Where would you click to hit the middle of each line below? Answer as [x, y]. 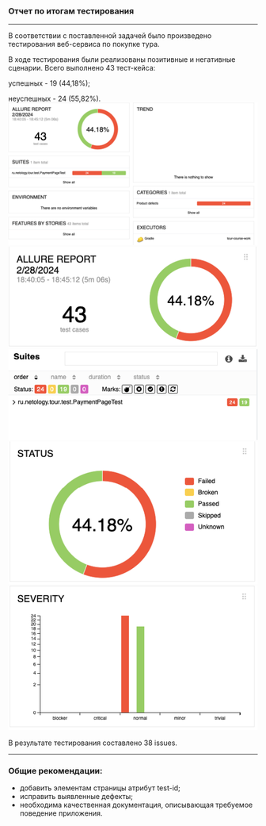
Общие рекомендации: [55, 770]
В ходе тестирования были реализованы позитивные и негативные [122, 60]
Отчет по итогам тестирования [71, 11]
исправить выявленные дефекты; [76, 797]
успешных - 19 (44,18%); [49, 83]
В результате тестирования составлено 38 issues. [93, 743]
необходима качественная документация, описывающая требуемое [136, 805]
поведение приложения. [61, 813]
